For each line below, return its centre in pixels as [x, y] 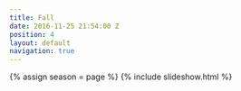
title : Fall [32, 18]
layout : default [40, 43]
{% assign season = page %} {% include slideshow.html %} [121, 77]
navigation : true [42, 51]
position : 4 [32, 34]
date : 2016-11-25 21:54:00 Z [64, 26]
